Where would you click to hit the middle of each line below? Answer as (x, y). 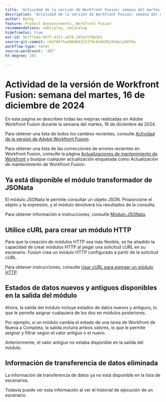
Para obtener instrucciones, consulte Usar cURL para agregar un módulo (79, 267)
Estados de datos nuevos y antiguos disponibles (81, 288)
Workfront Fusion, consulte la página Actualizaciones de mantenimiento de (82, 154)
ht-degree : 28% (21, 56)
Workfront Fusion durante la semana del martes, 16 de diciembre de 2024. (81, 124)
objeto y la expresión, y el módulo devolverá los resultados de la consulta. (80, 205)
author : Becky (20, 19)
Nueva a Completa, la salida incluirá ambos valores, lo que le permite (75, 327)
